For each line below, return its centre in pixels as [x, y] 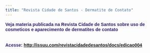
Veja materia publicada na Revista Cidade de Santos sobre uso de [75, 24]
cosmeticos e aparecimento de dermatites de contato [62, 29]
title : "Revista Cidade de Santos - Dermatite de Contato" [69, 10]
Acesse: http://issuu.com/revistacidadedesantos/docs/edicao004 [74, 45]
